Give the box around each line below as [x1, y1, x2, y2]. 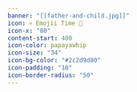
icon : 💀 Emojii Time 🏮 [7, 19, 83, 27]
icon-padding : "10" [7, 64, 73, 72]
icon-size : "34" [7, 49, 62, 57]
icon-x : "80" [7, 26, 51, 34]
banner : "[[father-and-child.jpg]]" [7, 11, 130, 20]
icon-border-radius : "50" [7, 71, 94, 79]
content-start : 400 [7, 34, 73, 42]
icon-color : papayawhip [7, 42, 87, 50]
